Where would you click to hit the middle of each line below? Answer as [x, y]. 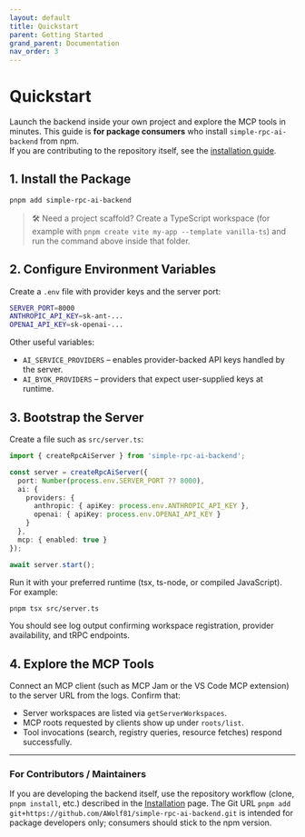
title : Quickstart [44, 26]
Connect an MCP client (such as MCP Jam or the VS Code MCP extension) [149, 686]
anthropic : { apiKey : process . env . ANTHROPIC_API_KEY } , [141, 506]
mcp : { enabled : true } [62, 540]
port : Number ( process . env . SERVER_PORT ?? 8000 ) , [111, 481]
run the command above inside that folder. [111, 241]
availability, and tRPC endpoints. [69, 635]
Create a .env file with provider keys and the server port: [115, 291]
